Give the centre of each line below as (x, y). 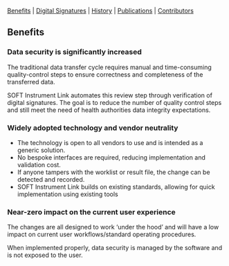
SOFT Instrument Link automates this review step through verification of (110, 95)
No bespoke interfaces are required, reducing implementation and (111, 157)
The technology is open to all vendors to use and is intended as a (110, 142)
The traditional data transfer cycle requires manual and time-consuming (110, 67)
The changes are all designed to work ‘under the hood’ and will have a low (113, 227)
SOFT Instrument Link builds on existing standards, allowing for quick (116, 187)
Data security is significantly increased (74, 52)
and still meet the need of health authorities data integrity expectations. (109, 110)
